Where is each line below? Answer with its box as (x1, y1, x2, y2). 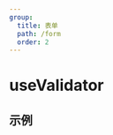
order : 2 (17, 37, 49, 47)
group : (9, 12, 34, 22)
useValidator (9, 76, 104, 95)
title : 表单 (17, 21, 59, 30)
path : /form (17, 29, 62, 38)
